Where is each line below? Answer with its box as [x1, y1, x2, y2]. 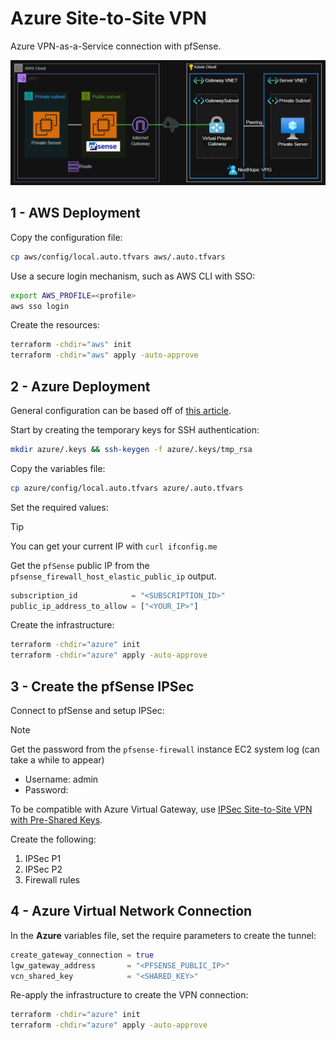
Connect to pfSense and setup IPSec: [10, 705, 165, 717]
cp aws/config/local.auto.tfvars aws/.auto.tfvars [10, 252, 226, 262]
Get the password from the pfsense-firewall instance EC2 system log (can [10, 743, 320, 756]
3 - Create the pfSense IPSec [10, 678, 195, 695]
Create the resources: [10, 319, 100, 331]
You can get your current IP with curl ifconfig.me [10, 540, 218, 552]
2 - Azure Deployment [10, 378, 151, 395]
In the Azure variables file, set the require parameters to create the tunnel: [10, 929, 317, 941]
